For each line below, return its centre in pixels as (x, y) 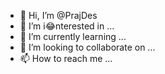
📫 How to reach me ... (66, 58)
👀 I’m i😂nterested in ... (67, 26)
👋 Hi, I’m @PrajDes (58, 15)
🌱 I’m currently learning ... (73, 36)
